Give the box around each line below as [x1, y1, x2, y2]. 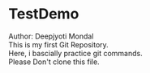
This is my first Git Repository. [8, 39, 109, 49]
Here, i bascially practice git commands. [8, 48, 144, 58]
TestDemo [8, 5, 79, 23]
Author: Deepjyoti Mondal [8, 31, 94, 41]
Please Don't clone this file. [8, 57, 100, 67]
